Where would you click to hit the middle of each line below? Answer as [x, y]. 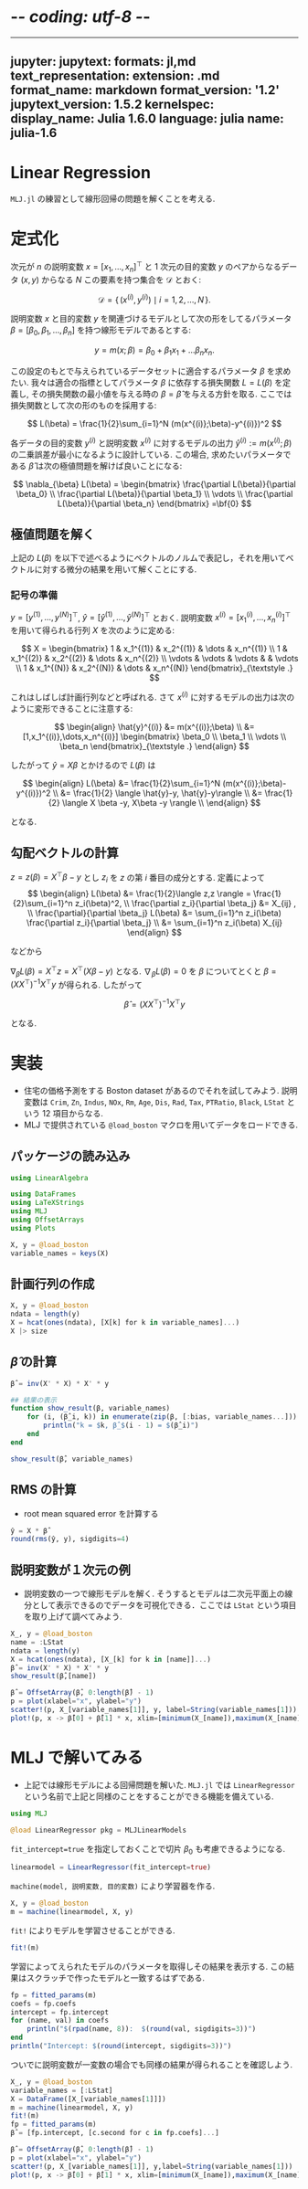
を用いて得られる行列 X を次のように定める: [93, 630]
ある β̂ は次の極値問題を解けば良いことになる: [96, 465]
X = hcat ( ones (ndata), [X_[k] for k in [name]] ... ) [111, 1659]
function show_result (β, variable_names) [90, 1409]
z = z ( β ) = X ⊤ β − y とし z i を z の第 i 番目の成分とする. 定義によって [138, 878]
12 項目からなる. [72, 1113]
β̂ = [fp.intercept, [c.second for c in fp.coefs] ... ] [115, 2133]
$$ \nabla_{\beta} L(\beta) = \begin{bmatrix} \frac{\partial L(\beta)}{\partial [154, 484]
